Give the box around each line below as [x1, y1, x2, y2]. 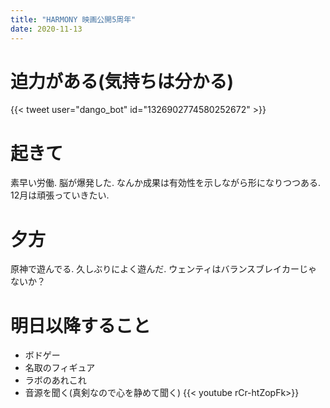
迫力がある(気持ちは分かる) [10, 70, 235, 93]
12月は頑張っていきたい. [10, 189, 110, 201]
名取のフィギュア [24, 362, 96, 374]
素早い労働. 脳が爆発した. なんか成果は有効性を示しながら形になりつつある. [10, 177, 322, 189]
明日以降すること [10, 314, 152, 337]
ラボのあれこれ [24, 374, 87, 386]
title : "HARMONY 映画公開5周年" [10, 14, 137, 25]
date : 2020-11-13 [10, 24, 83, 34]
